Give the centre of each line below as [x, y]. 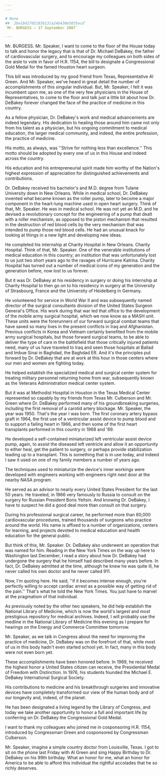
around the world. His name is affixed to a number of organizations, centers [82, 525]
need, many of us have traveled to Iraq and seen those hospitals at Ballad [79, 347]
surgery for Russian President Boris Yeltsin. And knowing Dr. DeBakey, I [77, 500]
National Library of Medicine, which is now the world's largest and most [78, 611]
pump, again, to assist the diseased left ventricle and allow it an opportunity [82, 444]
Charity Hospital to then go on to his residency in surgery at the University [80, 286]
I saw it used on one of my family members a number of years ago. [73, 460]
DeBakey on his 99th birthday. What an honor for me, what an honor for [78, 758]
